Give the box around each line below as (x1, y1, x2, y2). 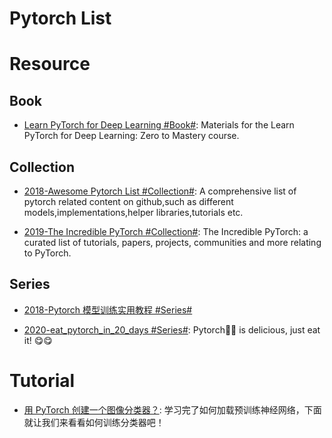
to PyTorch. (23, 247, 72, 259)
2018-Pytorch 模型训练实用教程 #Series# (23, 303, 193, 316)
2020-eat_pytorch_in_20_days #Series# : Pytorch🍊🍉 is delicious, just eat (23, 323, 321, 336)
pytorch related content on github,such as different (23, 196, 234, 207)
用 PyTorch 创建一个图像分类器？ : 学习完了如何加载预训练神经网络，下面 (23, 403, 322, 416)
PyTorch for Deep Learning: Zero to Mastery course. (23, 130, 240, 142)
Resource (9, 53, 91, 76)
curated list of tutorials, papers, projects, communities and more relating (23, 237, 322, 248)
